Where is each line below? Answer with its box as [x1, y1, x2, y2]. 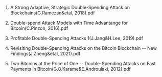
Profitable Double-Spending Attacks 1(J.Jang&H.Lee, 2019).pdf [10, 35, 143, 41]
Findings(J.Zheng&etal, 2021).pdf [10, 51, 81, 56]
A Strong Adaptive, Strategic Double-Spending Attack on [10, 5, 130, 10]
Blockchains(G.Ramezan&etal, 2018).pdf [10, 10, 96, 16]
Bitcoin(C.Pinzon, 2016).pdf [10, 25, 68, 31]
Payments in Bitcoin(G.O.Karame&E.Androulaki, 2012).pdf [10, 66, 131, 72]
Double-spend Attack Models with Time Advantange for [10, 20, 128, 26]
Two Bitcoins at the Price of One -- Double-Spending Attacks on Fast [10, 61, 156, 66]
